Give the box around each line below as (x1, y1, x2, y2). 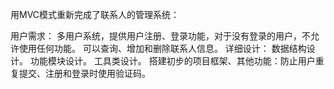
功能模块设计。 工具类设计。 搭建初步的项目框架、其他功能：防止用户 (29, 55, 316, 67)
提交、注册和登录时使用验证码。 (18, 68, 151, 79)
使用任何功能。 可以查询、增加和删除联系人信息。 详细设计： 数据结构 (18, 43, 307, 54)
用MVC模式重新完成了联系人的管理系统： (10, 9, 180, 20)
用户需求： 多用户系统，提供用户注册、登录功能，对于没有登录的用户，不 (10, 30, 311, 42)
